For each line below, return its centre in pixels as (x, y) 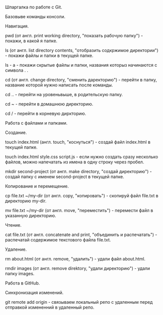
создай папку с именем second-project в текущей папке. (65, 177)
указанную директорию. (31, 216)
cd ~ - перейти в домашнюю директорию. (49, 104)
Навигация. (17, 26)
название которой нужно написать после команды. (59, 85)
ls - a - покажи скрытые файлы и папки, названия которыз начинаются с (81, 65)
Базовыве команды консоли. (35, 16)
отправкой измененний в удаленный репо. (50, 307)
